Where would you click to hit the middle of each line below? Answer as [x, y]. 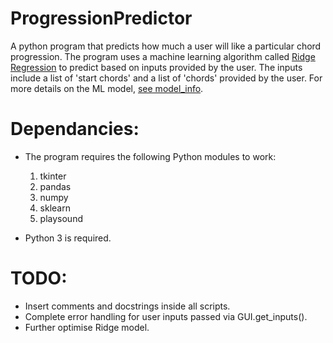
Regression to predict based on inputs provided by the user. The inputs [156, 67]
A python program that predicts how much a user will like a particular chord [166, 46]
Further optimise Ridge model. [87, 327]
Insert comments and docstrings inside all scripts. [127, 306]
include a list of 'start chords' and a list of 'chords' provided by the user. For [166, 78]
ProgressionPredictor [101, 18]
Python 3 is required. [68, 238]
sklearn [55, 208]
